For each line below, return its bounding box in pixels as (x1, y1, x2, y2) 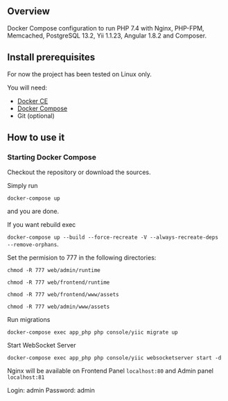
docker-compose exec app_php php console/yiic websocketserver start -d (7, 355, 222, 361)
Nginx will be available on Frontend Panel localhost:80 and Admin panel (7, 367, 213, 375)
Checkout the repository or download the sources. (7, 168, 151, 176)
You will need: (7, 83, 47, 92)
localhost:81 (7, 374, 45, 381)
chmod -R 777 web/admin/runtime (7, 267, 100, 274)
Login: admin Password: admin (7, 386, 95, 395)
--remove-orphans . (7, 240, 59, 248)
